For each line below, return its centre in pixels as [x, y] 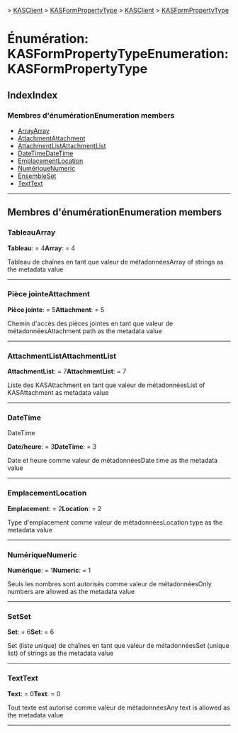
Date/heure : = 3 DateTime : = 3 [52, 447]
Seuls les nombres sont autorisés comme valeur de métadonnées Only [110, 584]
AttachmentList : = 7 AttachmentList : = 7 [67, 371]
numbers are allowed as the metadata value [71, 592]
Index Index [33, 95]
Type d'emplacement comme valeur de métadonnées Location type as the [115, 522]
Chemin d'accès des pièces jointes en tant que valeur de [90, 323]
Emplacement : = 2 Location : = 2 [55, 508]
